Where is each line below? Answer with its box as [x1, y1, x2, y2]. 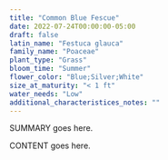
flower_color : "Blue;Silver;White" [9, 73, 144, 82]
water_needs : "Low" [9, 89, 84, 98]
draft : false [9, 30, 59, 39]
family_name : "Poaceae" [9, 47, 100, 56]
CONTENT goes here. [9, 140, 91, 151]
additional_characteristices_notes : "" [9, 97, 161, 107]
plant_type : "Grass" [9, 55, 88, 65]
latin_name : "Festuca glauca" [9, 38, 124, 48]
